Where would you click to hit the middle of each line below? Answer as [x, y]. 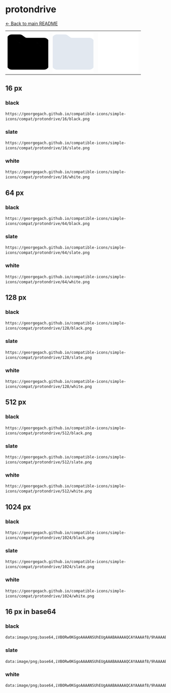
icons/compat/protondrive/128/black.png [49, 328]
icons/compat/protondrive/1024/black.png [50, 538]
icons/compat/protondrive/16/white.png [48, 177]
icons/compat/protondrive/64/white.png [48, 282]
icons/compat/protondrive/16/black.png [48, 119]
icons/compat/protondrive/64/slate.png [48, 253]
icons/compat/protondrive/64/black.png [48, 224]
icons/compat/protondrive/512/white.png [49, 491]
